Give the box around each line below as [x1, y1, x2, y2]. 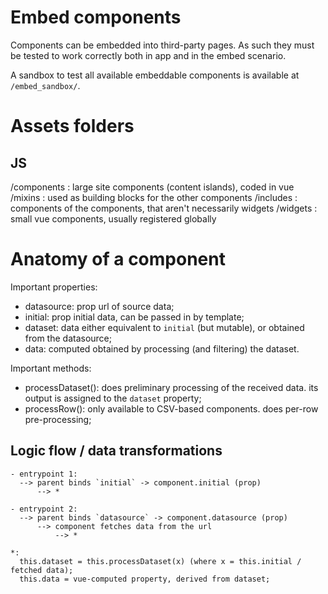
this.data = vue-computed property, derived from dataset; [19, 574, 271, 584]
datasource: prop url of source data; [24, 300, 175, 312]
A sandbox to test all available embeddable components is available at [10, 69, 300, 81]
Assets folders [10, 115, 135, 138]
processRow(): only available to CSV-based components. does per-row [24, 402, 319, 415]
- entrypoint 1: [10, 469, 78, 479]
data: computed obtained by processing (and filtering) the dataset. [24, 342, 300, 355]
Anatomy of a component [10, 248, 226, 271]
